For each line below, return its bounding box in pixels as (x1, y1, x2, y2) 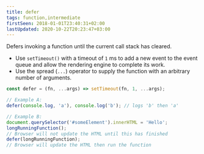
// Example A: (6, 97, 43, 103)
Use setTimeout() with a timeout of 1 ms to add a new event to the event (15, 54, 198, 62)
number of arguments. (15, 74, 72, 81)
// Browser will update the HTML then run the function (6, 142, 151, 148)
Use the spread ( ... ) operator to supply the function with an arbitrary (15, 68, 191, 75)
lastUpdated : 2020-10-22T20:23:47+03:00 (6, 26, 111, 32)
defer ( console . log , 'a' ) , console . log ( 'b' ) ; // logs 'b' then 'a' (6, 103, 179, 109)
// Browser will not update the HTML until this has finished (6, 131, 168, 137)
